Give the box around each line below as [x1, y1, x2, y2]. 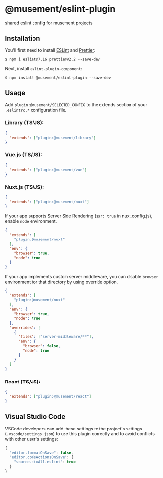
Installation [5, 34, 40, 43]
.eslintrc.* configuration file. [5, 107, 66, 113]
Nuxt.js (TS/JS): [5, 184, 44, 191]
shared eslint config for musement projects [5, 20, 93, 26]
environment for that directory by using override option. [5, 279, 118, 285]
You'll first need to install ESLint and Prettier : [5, 47, 96, 53]
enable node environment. [5, 218, 57, 224]
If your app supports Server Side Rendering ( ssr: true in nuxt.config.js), [5, 213, 153, 219]
